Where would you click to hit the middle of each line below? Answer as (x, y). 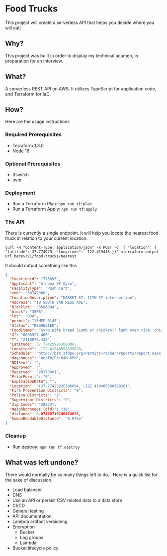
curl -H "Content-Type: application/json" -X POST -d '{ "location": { (81, 247)
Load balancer (27, 490)
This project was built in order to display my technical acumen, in (72, 55)
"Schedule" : (22, 353)
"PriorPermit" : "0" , (31, 377)
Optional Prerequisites (33, 164)
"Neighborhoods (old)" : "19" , (41, 409)
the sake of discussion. (29, 480)
